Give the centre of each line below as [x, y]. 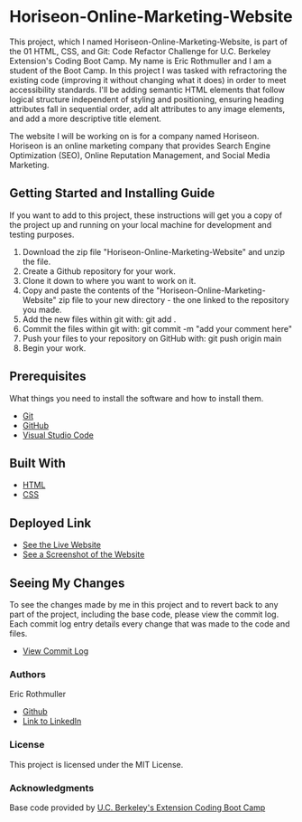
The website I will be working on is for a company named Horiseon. [134, 136]
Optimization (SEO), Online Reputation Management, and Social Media [140, 155]
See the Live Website [62, 545]
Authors [28, 674]
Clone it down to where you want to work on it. [109, 280]
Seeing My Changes [67, 583]
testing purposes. [42, 234]
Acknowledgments [52, 788]
